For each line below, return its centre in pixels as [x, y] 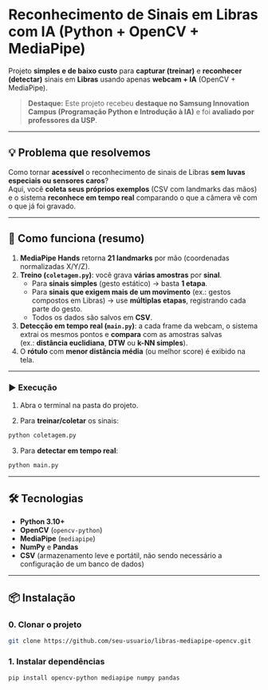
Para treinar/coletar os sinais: [69, 420]
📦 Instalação [42, 598]
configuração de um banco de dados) [82, 564]
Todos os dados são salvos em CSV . [92, 317]
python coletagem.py [43, 435]
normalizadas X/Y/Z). [55, 266]
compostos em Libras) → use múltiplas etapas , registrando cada [139, 300]
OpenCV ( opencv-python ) [61, 530]
